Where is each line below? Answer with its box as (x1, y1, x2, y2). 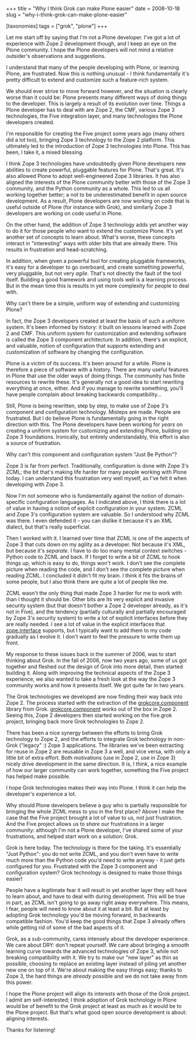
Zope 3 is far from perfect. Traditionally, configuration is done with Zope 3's (6, 462, 189, 469)
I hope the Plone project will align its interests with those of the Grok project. (6, 990, 190, 997)
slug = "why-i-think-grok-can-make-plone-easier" (6, 11, 128, 18)
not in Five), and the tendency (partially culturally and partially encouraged (6, 608, 186, 615)
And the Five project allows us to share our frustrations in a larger (6, 821, 164, 827)
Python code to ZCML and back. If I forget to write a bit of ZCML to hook (6, 553, 181, 560)
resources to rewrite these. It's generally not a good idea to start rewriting (6, 379, 184, 385)
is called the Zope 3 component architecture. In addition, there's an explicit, (6, 336, 188, 343)
